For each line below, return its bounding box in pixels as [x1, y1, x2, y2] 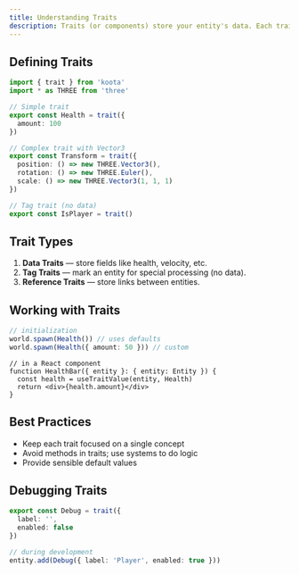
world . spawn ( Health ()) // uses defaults [9, 335, 162, 344]
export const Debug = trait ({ [9, 506, 122, 516]
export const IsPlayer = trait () [9, 209, 133, 219]
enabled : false [17, 523, 74, 532]
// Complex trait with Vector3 [9, 144, 125, 153]
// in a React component [9, 359, 101, 368]
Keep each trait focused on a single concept [21, 438, 185, 449]
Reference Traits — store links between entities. [21, 277, 200, 287]
